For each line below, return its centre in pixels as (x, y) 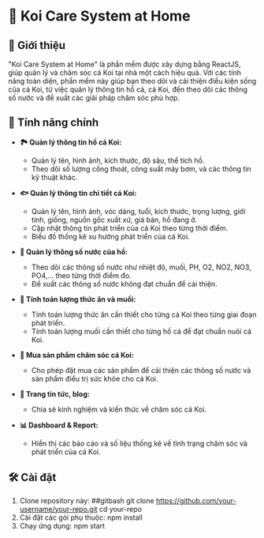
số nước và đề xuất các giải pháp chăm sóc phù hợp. (94, 98)
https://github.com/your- (196, 500)
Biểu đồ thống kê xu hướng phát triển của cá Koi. (111, 236)
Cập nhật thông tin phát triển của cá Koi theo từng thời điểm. (130, 228)
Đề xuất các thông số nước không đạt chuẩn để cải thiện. (125, 284)
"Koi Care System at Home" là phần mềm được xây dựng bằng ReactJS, (125, 64)
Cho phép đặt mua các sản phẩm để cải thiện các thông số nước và (141, 370)
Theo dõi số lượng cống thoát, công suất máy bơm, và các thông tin (141, 168)
